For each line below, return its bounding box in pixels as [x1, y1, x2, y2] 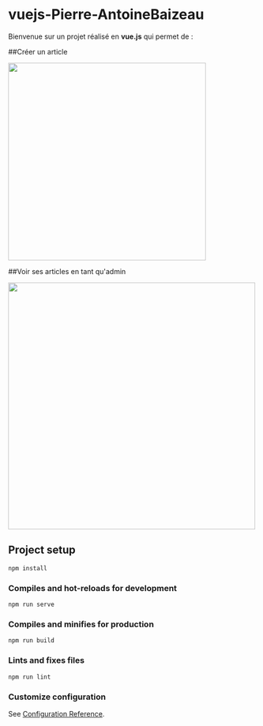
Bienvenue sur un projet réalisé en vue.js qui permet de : [8, 32, 193, 41]
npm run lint [8, 673, 51, 681]
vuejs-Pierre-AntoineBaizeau [8, 6, 205, 24]
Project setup [8, 544, 77, 557]
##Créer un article [8, 47, 68, 56]
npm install [8, 564, 47, 572]
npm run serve [8, 600, 55, 609]
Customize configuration [8, 691, 107, 702]
